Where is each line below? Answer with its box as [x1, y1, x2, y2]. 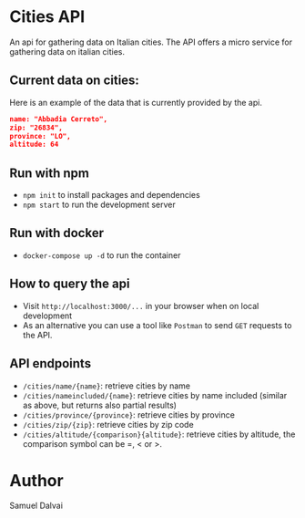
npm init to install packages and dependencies [22, 190, 200, 201]
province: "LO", [9, 131, 71, 140]
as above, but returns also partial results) [22, 399, 178, 410]
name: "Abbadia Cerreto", [9, 114, 107, 124]
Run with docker [9, 225, 105, 241]
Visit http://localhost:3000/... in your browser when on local [22, 300, 259, 311]
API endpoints [9, 356, 92, 371]
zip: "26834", [9, 123, 64, 132]
